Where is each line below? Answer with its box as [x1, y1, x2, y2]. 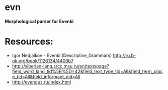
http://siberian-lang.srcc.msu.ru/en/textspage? [12, 63, 109, 69]
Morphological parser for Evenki [5, 18, 74, 24]
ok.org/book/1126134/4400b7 [12, 57, 74, 63]
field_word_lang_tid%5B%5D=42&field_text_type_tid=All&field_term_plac [12, 68, 163, 74]
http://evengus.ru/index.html [12, 79, 71, 85]
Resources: [5, 35, 53, 47]
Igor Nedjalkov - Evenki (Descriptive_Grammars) [12, 52, 112, 58]
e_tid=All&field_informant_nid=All [12, 73, 80, 79]
